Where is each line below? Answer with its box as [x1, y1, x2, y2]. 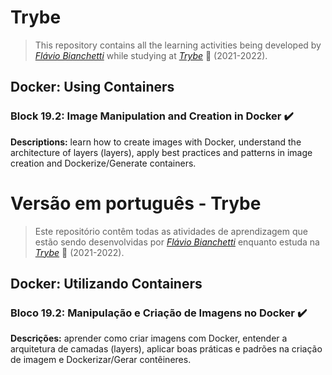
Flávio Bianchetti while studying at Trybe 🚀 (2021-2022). [34, 49, 268, 61]
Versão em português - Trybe [10, 192, 262, 215]
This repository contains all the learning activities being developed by [34, 39, 322, 51]
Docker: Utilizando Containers [10, 275, 203, 292]
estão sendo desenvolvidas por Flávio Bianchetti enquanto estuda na [34, 236, 320, 248]
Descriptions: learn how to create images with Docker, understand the [10, 136, 302, 148]
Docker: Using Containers [10, 79, 175, 96]
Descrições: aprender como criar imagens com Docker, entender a [10, 332, 288, 345]
